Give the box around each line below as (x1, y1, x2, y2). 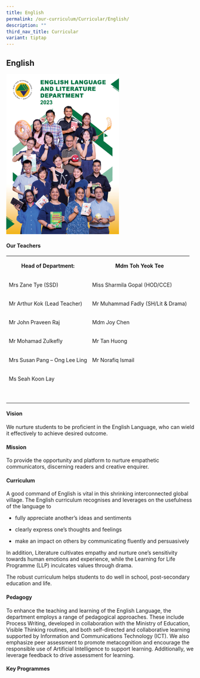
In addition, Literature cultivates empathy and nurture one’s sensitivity (6, 549, 178, 557)
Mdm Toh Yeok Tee (115, 262, 164, 269)
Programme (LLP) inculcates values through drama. (6, 562, 133, 569)
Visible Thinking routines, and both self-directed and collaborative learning (6, 626, 190, 633)
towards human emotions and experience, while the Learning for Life (6, 555, 176, 563)
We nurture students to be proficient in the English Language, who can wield (6, 424, 195, 431)
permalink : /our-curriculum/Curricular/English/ (6, 16, 130, 22)
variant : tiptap (6, 35, 47, 41)
